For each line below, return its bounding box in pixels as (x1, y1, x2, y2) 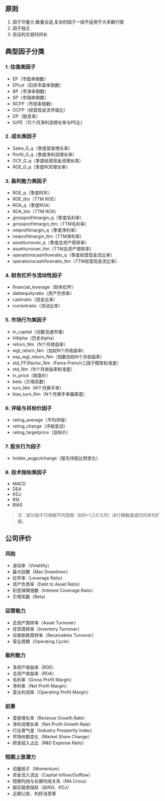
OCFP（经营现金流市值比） (12, 107, 68, 113)
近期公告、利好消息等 (12, 791, 56, 797)
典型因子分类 (5, 47, 45, 56)
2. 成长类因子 (5, 133, 37, 140)
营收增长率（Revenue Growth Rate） (12, 715, 88, 721)
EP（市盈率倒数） (12, 76, 49, 82)
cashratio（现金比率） (12, 297, 58, 303)
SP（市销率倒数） (12, 94, 49, 101)
